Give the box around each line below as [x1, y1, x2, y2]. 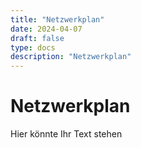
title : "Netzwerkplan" [10, 14, 105, 25]
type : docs [10, 42, 56, 53]
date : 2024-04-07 [10, 24, 83, 34]
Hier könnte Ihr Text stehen [10, 128, 123, 140]
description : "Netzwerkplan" [10, 52, 132, 62]
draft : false [10, 33, 65, 43]
